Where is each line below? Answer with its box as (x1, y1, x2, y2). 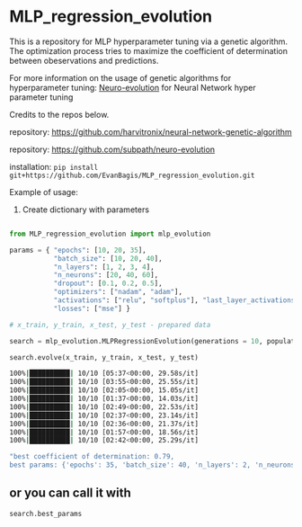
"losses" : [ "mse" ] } (53, 304, 130, 313)
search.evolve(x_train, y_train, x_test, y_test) (9, 353, 200, 362)
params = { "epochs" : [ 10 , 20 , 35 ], (9, 246, 147, 255)
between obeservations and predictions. (9, 55, 159, 66)
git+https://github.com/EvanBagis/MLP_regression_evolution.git (9, 171, 255, 180)
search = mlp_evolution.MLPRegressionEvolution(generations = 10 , (9, 336, 263, 345)
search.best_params (9, 509, 83, 518)
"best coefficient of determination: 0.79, (9, 452, 175, 461)
